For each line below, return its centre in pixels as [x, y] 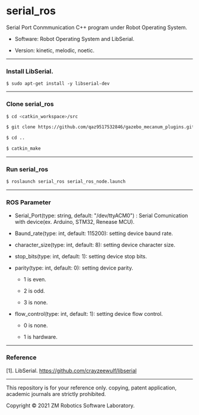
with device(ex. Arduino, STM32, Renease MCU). [75, 221]
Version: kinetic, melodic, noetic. [54, 50]
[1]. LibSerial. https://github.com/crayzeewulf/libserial [72, 370]
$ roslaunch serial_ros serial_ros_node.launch [66, 182]
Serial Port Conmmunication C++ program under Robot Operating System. [97, 27]
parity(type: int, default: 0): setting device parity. [74, 268]
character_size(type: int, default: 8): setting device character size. [95, 245]
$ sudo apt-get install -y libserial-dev [58, 84]
